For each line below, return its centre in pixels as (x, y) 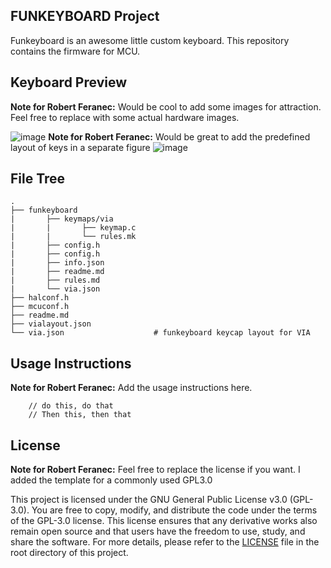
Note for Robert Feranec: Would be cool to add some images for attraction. (166, 106)
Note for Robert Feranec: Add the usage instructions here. (131, 388)
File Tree (38, 179)
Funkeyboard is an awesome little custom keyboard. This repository (150, 40)
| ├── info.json (57, 263)
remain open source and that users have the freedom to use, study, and (158, 531)
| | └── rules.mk (73, 237)
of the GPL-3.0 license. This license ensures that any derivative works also (164, 521)
